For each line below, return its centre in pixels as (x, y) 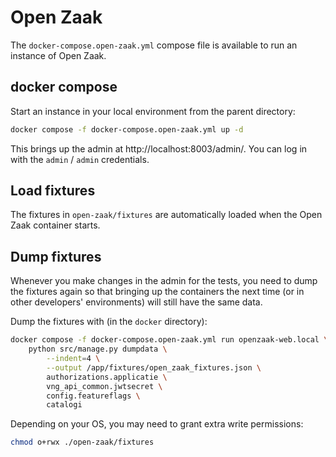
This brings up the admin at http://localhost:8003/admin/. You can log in (159, 148)
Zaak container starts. (55, 225)
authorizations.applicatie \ (107, 377)
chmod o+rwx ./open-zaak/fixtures (82, 442)
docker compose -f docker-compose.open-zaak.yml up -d (127, 129)
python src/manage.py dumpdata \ (98, 349)
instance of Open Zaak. (58, 55)
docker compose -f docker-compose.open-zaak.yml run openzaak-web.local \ (169, 340)
